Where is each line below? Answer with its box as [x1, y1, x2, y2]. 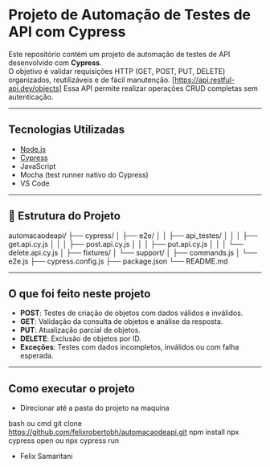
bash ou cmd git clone [8, 419, 83, 428]
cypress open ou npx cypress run [8, 436, 120, 445]
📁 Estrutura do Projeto [8, 209, 121, 223]
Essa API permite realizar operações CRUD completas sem [63, 83, 259, 93]
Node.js [19, 144, 47, 154]
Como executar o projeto [8, 382, 135, 395]
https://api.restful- [174, 75, 235, 84]
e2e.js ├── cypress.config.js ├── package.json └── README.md [8, 256, 228, 266]
